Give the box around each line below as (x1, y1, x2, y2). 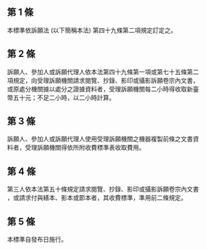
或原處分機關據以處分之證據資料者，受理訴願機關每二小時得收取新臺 (7, 84, 199, 93)
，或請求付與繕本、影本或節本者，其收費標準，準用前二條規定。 (7, 194, 187, 202)
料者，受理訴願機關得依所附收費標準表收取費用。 (7, 144, 145, 152)
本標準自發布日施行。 (7, 236, 67, 244)
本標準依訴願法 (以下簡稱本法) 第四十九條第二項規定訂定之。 (7, 26, 177, 34)
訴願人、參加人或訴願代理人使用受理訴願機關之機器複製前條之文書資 (7, 135, 199, 143)
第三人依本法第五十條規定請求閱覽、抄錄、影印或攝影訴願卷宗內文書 (7, 185, 199, 194)
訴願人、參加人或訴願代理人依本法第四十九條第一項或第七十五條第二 (7, 67, 199, 76)
